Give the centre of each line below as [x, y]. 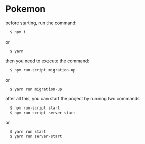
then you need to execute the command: [47, 61]
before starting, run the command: [41, 23]
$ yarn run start [28, 132]
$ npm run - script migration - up [43, 70]
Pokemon [26, 9]
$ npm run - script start [35, 108]
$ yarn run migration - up [36, 89]
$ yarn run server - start [36, 137]
